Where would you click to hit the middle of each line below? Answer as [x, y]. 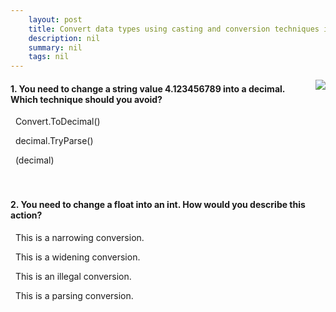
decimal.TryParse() [54, 141]
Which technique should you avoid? [86, 99]
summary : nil [55, 47]
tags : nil [49, 57]
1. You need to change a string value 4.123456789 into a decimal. [148, 88]
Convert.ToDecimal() [57, 122]
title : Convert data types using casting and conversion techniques [174, 29]
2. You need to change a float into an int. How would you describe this [158, 204]
